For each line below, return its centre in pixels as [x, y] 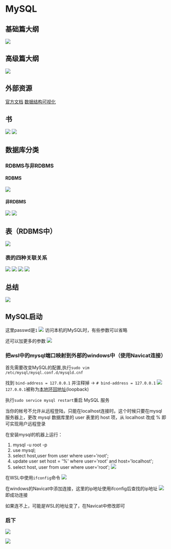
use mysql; [24, 450]
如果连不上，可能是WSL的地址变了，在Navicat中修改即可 [65, 506]
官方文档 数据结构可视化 [31, 101]
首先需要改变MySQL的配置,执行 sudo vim [47, 368]
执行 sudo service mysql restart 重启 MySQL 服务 [57, 400]
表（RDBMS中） [31, 231]
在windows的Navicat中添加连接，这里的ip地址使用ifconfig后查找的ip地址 [81, 489]
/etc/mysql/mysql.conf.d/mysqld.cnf [44, 373]
